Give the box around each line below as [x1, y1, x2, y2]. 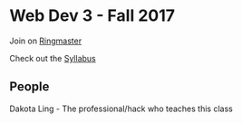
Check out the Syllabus [9, 52, 97, 63]
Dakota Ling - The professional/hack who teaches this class [9, 103, 233, 114]
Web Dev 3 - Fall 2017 [9, 5, 175, 26]
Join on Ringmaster [9, 35, 82, 46]
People [9, 79, 50, 95]
